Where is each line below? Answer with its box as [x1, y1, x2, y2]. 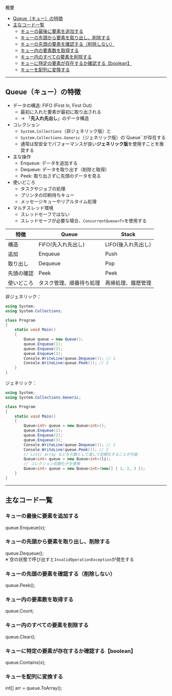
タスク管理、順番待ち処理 [38, 279, 101, 286]
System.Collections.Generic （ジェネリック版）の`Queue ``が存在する [20, 134, 166, 140]
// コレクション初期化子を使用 [24, 461, 80, 467]
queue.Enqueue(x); [5, 524, 46, 531]
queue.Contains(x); [5, 659, 46, 665]
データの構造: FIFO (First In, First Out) [12, 102, 92, 109]
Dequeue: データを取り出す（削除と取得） [20, 166, 110, 173]
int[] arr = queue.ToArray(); [5, 685, 62, 691]
